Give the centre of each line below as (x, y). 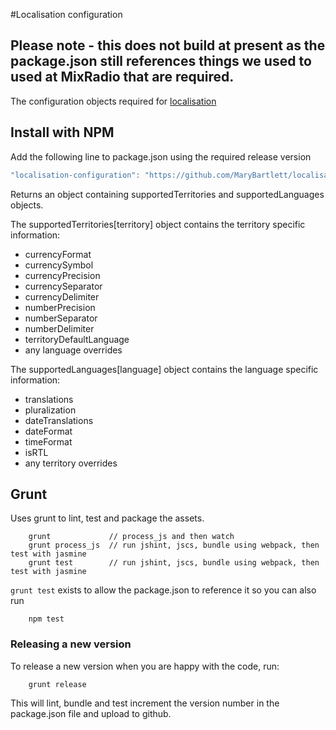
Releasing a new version (71, 644)
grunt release (57, 684)
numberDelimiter (59, 328)
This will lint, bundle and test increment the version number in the (145, 703)
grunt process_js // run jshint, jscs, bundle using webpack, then (174, 545)
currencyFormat (58, 254)
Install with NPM (62, 132)
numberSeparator (61, 318)
